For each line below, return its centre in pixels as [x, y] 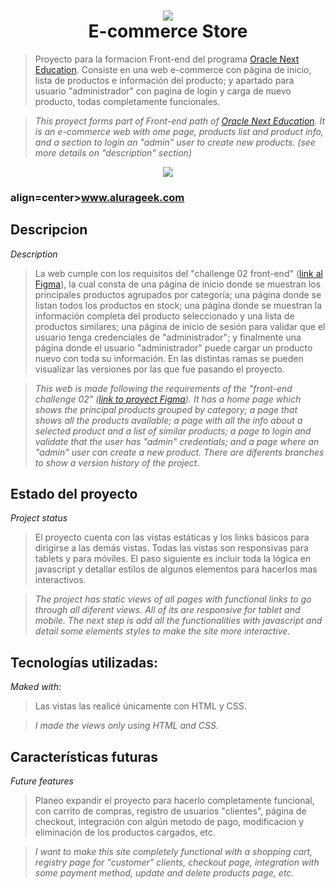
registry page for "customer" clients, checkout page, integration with [177, 862]
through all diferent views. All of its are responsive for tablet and [167, 610]
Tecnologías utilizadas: [84, 662]
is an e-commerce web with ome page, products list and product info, [179, 131]
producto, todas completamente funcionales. [127, 101]
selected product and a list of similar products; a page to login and [173, 431]
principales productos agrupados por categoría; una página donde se [178, 294]
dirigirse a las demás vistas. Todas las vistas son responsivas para [171, 548]
